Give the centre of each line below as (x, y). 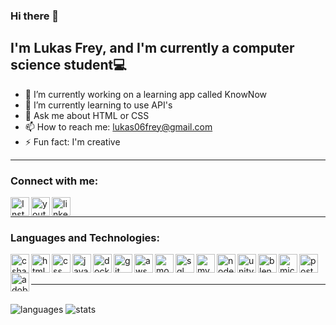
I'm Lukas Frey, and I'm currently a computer (152, 48)
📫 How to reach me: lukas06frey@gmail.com (118, 126)
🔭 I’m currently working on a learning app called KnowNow (145, 94)
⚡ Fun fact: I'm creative (72, 141)
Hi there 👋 (35, 16)
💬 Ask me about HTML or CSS (87, 115)
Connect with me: (54, 181)
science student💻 (68, 65)
